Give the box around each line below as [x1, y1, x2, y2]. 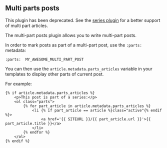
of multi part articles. [5, 22, 48, 28]
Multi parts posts [5, 4, 60, 12]
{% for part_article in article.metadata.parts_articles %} [23, 103, 151, 108]
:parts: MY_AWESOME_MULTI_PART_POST [5, 57, 84, 62]
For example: [5, 80, 32, 86]
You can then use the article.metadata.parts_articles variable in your [5, 65, 152, 71]
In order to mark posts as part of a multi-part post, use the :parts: [5, 42, 142, 48]
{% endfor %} [23, 129, 50, 134]
